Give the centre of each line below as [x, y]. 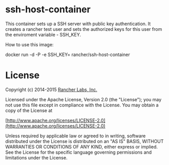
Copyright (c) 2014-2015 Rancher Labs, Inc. [51, 89]
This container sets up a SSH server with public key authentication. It [78, 24]
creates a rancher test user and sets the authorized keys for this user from [84, 29]
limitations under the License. [36, 157]
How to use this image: [29, 44]
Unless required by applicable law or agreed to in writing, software [76, 136]
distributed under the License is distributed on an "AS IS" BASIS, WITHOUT [84, 141]
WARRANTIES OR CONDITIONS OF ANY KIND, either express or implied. [81, 146]
